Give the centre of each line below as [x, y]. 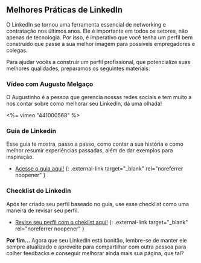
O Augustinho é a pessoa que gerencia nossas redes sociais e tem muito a [99, 97]
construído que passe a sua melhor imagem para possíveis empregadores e [101, 44]
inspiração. [20, 157]
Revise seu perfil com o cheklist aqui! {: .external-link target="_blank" [101, 222]
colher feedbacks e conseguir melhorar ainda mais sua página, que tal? [95, 253]
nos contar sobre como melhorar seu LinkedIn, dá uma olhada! [84, 104]
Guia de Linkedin [31, 131]
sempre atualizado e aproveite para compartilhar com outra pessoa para [96, 247]
